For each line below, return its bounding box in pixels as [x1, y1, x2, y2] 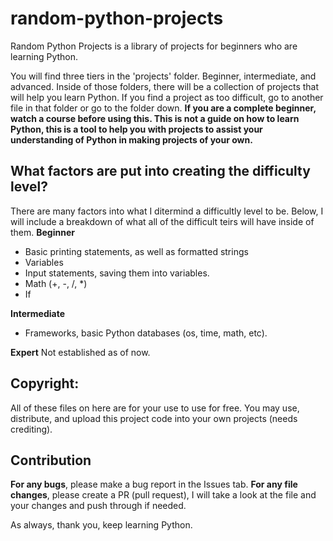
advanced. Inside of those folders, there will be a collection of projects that [10, 80, 320, 92]
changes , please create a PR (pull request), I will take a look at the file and [10, 489, 317, 501]
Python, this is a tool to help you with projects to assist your [10, 123, 263, 135]
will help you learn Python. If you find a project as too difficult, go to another [10, 91, 324, 103]
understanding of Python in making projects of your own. [10, 133, 253, 146]
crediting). [10, 423, 53, 435]
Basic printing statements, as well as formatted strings [24, 245, 249, 257]
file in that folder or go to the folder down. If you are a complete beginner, [10, 102, 317, 114]
